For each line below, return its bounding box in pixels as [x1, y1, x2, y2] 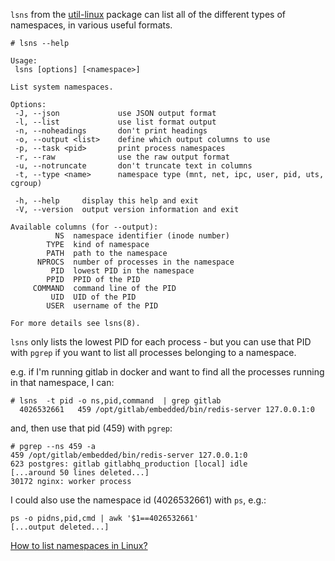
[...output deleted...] [10, 522, 110, 532]
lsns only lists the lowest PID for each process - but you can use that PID [10, 336, 312, 348]
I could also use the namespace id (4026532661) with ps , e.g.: [10, 494, 267, 506]
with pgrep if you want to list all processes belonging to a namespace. [10, 347, 297, 358]
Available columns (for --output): [10, 222, 159, 232]
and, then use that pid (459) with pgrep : [10, 422, 173, 434]
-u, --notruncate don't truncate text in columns [14, 161, 253, 171]
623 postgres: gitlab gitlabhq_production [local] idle [10, 459, 248, 469]
